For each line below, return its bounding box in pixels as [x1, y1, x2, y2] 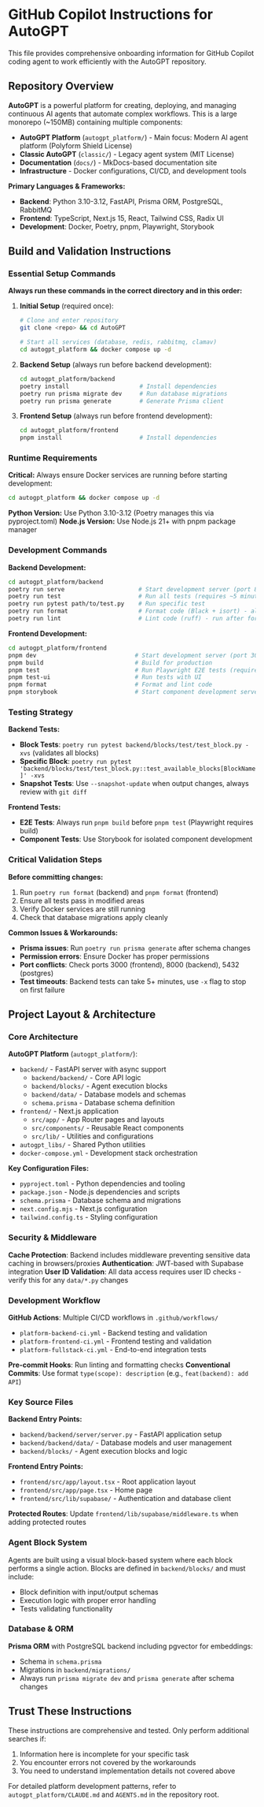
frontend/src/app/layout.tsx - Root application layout [19, 1477, 196, 1487]
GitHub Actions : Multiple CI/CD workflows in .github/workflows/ [8, 1313, 218, 1322]
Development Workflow [8, 1295, 101, 1306]
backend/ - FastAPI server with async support [19, 1064, 167, 1074]
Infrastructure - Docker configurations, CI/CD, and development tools [19, 166, 247, 175]
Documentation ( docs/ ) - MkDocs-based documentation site [19, 158, 218, 167]
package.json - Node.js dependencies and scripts [19, 1187, 181, 1197]
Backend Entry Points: [8, 1414, 82, 1424]
